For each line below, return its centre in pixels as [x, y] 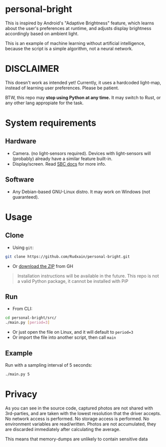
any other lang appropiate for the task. [44, 103]
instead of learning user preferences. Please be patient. [62, 88]
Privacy [21, 394]
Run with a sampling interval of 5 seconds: [49, 365]
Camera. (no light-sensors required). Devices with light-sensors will [82, 153]
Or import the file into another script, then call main [64, 337]
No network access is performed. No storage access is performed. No [77, 419]
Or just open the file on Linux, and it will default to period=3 [73, 332]
